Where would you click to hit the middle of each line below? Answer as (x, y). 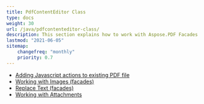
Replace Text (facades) (45, 88)
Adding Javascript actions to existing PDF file (72, 75)
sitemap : (17, 46)
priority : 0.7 (35, 58)
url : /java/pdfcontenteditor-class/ (53, 29)
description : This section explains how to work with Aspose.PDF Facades (102, 35)
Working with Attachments (49, 94)
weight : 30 (20, 23)
